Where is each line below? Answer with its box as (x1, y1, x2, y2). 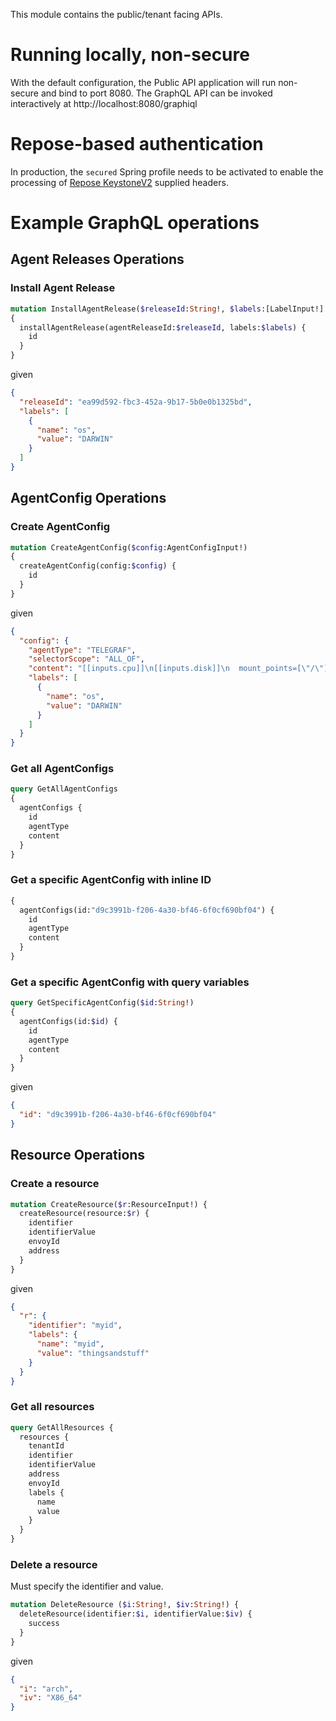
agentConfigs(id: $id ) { (19, 1016, 118, 1026)
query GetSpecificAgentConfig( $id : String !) (10, 998, 195, 1008)
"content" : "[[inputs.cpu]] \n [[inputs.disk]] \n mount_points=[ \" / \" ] (28, 664, 329, 674)
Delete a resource (10, 1557, 98, 1571)
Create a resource (10, 1177, 100, 1191)
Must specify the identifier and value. (10, 1580, 164, 1593)
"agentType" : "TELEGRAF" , (28, 645, 137, 655)
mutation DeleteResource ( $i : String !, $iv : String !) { (10, 1600, 240, 1610)
